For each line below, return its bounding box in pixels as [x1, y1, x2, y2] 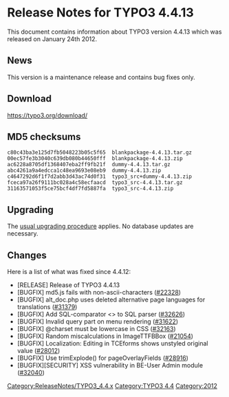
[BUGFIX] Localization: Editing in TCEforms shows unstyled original [17, 339, 208, 348]
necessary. [7, 229, 39, 238]
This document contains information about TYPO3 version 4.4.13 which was [7, 27, 222, 36]
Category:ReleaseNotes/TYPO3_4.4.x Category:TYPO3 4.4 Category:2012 [7, 382, 218, 389]
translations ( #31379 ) [17, 303, 78, 310]
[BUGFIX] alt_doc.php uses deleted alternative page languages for [17, 295, 206, 304]
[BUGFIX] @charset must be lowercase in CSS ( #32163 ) [17, 325, 177, 332]
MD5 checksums [7, 131, 81, 142]
